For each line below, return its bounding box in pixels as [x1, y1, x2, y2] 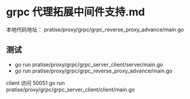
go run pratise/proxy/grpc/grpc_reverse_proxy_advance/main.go [14, 67, 173, 74]
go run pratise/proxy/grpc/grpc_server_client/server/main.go [14, 61, 163, 68]
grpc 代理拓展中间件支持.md [6, 5, 145, 19]
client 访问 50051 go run [6, 79, 65, 86]
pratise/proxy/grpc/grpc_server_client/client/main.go [6, 86, 135, 93]
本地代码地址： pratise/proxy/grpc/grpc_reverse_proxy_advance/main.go [6, 26, 185, 33]
